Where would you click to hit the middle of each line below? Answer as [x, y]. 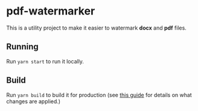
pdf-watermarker [51, 11]
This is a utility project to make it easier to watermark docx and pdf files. [97, 28]
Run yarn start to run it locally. [45, 61]
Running [23, 47]
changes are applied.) [34, 101]
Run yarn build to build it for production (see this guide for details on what [99, 95]
